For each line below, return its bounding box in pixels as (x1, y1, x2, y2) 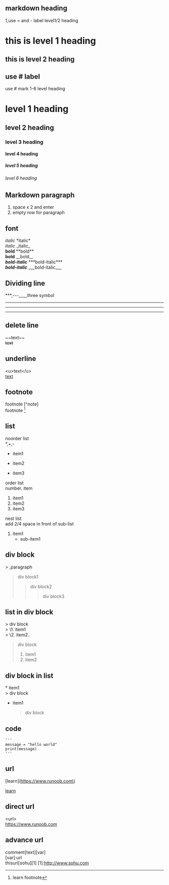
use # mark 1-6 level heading (5, 86, 65, 92)
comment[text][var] (5, 849, 46, 855)
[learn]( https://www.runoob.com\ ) (5, 778, 75, 784)
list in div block (5, 608, 54, 617)
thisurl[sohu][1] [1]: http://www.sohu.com (5, 860, 89, 866)
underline (5, 355, 36, 363)
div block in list (5, 671, 54, 680)
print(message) (5, 746, 37, 752)
